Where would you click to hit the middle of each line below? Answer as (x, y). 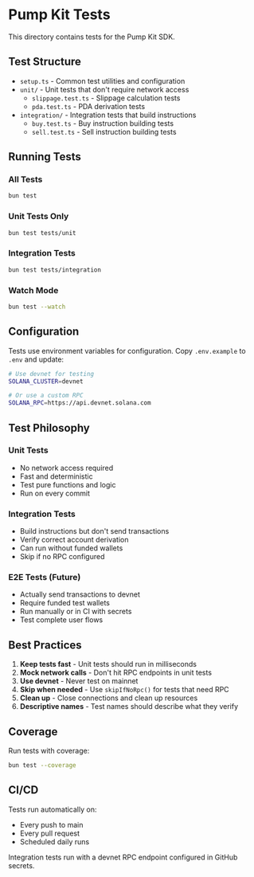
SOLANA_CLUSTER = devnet (46, 381)
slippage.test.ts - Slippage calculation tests (106, 98)
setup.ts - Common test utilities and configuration (102, 80)
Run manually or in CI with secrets (76, 612)
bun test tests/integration (55, 270)
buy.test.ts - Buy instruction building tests (102, 123)
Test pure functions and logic (68, 484)
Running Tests (45, 157)
